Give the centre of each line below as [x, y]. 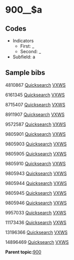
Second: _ [31, 51]
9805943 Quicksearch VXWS [36, 173]
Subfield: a [24, 57]
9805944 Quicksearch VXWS [36, 183]
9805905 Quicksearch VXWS [36, 154]
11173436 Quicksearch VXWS [36, 222]
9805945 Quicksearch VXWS [36, 193]
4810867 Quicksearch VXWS [35, 85]
